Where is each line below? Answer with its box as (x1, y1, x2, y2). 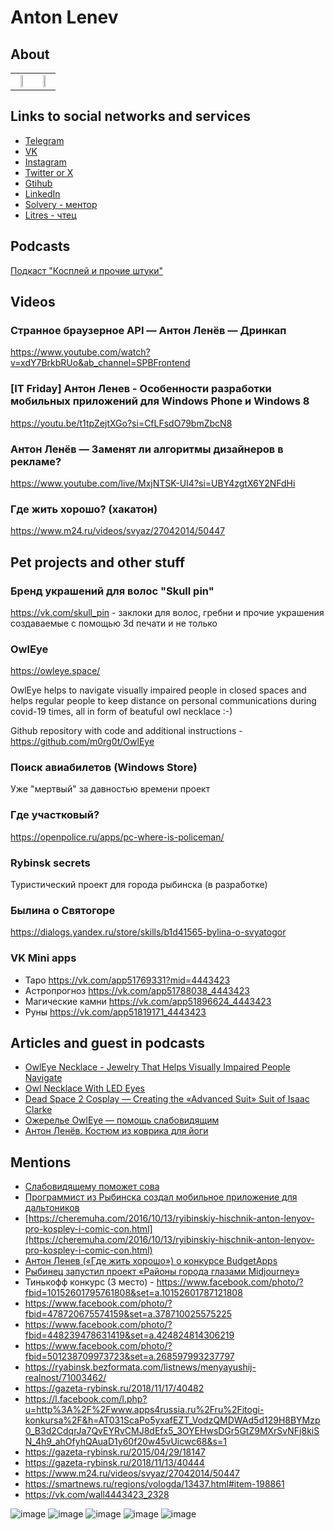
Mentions (10, 1154, 72, 1171)
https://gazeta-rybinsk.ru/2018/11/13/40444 (24, 1457, 205, 1469)
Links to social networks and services (10, 108, 251, 125)
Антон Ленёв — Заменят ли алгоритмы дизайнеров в (10, 442, 284, 456)
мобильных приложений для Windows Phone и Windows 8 (10, 394, 310, 408)
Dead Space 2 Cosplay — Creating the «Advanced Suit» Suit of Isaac (24, 1093, 310, 1105)
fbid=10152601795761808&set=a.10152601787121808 (24, 1287, 243, 1299)
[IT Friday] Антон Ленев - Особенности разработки (10, 382, 272, 396)
